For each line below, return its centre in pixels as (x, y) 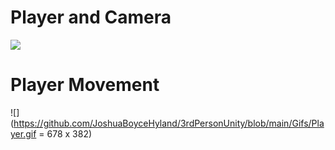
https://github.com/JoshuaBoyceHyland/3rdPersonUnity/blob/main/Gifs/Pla (169, 123)
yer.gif (23, 133)
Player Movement (85, 85)
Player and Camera (91, 17)
